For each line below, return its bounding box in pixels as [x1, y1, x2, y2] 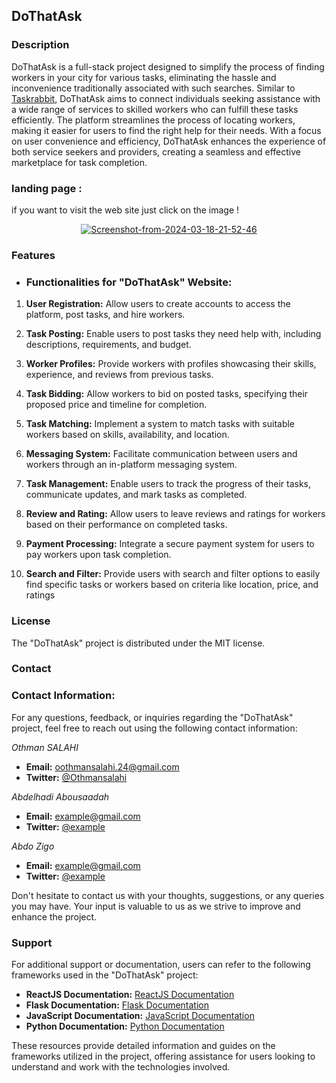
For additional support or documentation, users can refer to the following [11, 959, 311, 971]
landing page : [11, 181, 83, 195]
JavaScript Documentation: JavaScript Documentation [25, 1010, 255, 1022]
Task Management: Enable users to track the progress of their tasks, [25, 478, 312, 490]
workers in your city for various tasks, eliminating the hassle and [11, 71, 277, 83]
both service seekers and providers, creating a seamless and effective [11, 145, 301, 158]
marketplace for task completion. [11, 156, 148, 168]
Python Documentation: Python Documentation [25, 1020, 225, 1033]
